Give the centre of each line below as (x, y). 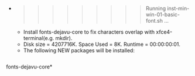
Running (156, 8)
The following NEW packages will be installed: (79, 50)
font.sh (154, 21)
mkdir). (64, 38)
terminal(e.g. (39, 38)
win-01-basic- (163, 15)
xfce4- (164, 32)
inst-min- (178, 8)
